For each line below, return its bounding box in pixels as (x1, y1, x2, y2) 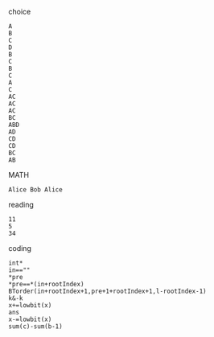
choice (8, 7, 31, 16)
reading (8, 200, 35, 209)
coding (8, 244, 32, 253)
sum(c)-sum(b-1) (8, 323, 63, 331)
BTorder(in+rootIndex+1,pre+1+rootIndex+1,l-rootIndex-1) (8, 287, 207, 295)
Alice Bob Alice (8, 186, 63, 194)
